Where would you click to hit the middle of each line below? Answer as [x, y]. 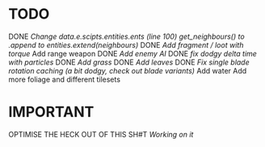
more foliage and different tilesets [65, 79]
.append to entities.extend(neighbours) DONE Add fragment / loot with [126, 44]
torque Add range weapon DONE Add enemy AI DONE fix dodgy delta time [132, 53]
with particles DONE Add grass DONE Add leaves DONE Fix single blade [129, 62]
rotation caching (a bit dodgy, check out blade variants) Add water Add [128, 70]
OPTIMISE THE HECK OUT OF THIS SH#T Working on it [101, 134]
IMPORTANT [51, 112]
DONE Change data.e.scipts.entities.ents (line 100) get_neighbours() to [126, 36]
